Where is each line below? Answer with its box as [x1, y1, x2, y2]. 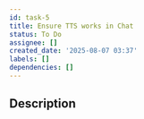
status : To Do [9, 30, 63, 38]
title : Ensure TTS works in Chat [9, 21, 134, 30]
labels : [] [9, 55, 50, 64]
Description [9, 96, 76, 112]
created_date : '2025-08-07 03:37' [9, 47, 139, 55]
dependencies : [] [9, 64, 74, 72]
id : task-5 [9, 13, 50, 22]
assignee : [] [9, 38, 58, 47]
